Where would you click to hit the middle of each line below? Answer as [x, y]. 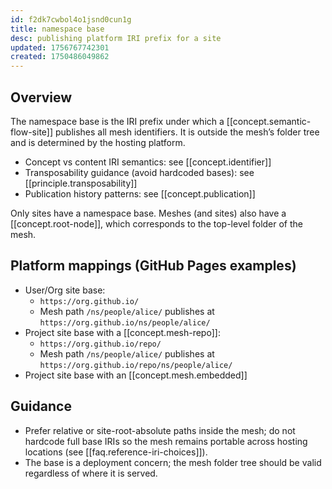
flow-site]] [32, 132]
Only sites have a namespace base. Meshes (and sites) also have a [148, 213]
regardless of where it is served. [91, 473]
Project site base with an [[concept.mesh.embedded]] [136, 375]
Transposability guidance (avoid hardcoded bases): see [139, 172]
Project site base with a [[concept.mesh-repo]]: [122, 332]
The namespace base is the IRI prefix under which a [117, 121]
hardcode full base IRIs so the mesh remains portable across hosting [166, 441]
